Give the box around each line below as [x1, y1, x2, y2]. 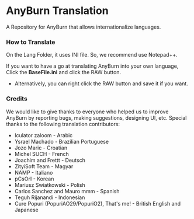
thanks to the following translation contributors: [6, 120, 120, 127]
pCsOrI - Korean [14, 175, 54, 182]
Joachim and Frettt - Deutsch [14, 157, 86, 164]
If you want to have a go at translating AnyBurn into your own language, [6, 62, 179, 69]
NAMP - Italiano [14, 169, 53, 176]
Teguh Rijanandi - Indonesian [14, 194, 85, 201]
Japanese [14, 206, 39, 213]
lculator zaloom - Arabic [14, 131, 73, 138]
